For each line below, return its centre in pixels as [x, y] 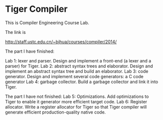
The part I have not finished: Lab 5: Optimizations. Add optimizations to [77, 96]
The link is [15, 32]
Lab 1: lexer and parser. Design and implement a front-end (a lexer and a [78, 60]
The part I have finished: [30, 51]
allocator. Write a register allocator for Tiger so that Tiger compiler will [76, 107]
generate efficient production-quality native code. [55, 112]
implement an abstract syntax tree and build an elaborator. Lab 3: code [77, 71]
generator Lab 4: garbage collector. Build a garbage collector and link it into [82, 82]
